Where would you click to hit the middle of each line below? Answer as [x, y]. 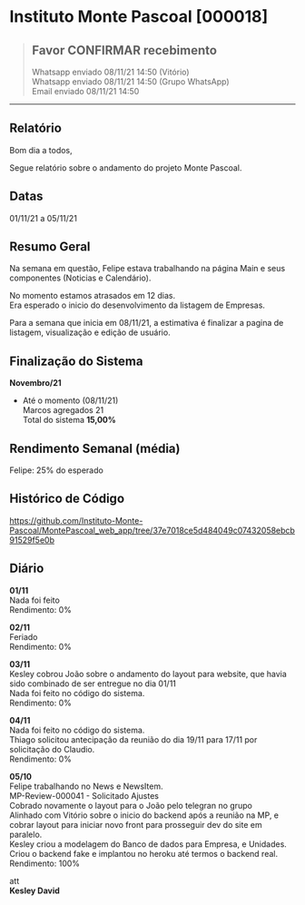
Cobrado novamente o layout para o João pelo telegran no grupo [131, 805]
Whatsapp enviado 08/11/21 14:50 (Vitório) [110, 72]
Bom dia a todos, [41, 150]
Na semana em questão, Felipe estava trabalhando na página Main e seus [148, 269]
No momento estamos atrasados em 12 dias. [92, 296]
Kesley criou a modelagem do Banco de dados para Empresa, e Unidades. [148, 844]
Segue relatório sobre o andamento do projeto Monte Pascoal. [126, 167]
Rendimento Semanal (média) [95, 448]
